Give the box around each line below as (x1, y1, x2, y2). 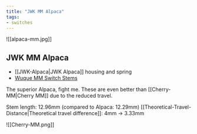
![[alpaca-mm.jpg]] (6, 36, 52, 43)
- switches (6, 19, 33, 25)
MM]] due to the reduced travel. (35, 92, 113, 99)
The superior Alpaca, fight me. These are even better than (6, 86, 147, 93)
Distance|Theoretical (6, 110, 57, 117)
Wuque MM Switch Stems (14, 75, 78, 82)
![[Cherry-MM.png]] (6, 121, 55, 128)
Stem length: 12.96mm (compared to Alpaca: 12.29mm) (6, 103, 140, 110)
